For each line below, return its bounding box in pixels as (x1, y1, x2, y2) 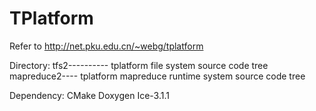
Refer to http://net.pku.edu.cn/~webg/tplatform (9, 40, 204, 52)
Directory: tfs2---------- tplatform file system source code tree (9, 59, 269, 71)
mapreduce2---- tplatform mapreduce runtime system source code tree (9, 70, 306, 82)
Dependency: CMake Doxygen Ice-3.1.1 (9, 89, 170, 101)
